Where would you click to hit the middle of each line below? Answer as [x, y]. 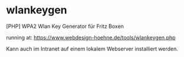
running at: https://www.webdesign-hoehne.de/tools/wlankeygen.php [91, 37]
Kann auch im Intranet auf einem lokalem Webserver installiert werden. [92, 49]
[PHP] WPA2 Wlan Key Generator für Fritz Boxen [65, 26]
